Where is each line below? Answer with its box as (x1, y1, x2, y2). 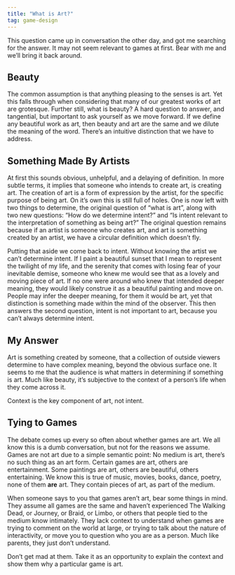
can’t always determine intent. (7, 314, 95, 323)
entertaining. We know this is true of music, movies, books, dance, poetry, (7, 472, 222, 481)
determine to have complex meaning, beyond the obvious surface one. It (7, 360, 217, 369)
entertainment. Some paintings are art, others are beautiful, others (7, 465, 199, 474)
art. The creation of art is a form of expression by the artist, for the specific (7, 189, 224, 197)
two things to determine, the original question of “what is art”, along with (7, 204, 217, 212)
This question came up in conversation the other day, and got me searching (7, 36, 226, 44)
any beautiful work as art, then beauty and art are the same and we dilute (7, 120, 220, 128)
